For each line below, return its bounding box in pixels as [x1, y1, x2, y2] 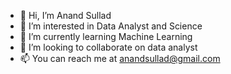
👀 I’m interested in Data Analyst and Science [19, 20, 203, 32]
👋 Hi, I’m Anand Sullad [19, 10, 112, 21]
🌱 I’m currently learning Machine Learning [19, 31, 193, 42]
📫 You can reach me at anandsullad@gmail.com [19, 53, 221, 64]
